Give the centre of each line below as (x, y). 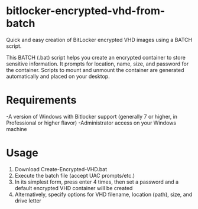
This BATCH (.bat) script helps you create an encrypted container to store (96, 57)
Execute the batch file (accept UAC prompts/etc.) (74, 175)
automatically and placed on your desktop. (58, 76)
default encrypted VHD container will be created (74, 188)
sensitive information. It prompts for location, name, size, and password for (98, 64)
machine (17, 129)
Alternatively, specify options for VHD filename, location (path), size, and (103, 194)
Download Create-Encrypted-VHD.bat (61, 169)
